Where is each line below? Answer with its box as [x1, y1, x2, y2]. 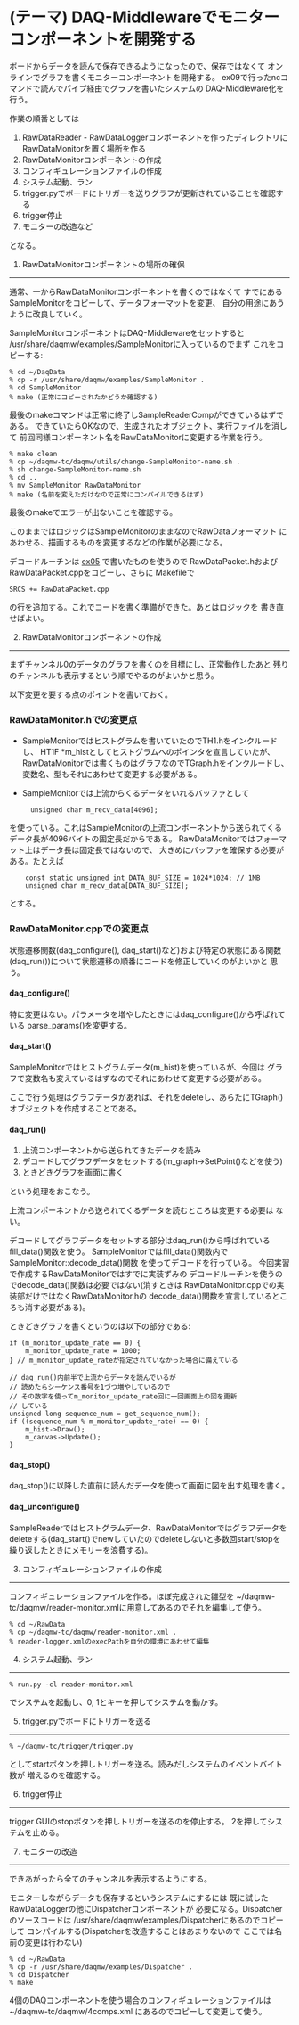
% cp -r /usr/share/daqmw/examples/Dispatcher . [9, 1962, 193, 1972]
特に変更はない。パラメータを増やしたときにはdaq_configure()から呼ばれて [9, 1008, 287, 1020]
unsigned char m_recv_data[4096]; [30, 806, 158, 815]
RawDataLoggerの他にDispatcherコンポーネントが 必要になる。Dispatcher [9, 1903, 283, 1914]
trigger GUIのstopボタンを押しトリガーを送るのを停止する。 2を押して [9, 1816, 268, 1826]
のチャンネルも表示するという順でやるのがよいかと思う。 [9, 669, 220, 681]
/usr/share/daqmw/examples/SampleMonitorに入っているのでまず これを [9, 339, 277, 349]
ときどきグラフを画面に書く [21, 1168, 125, 1178]
